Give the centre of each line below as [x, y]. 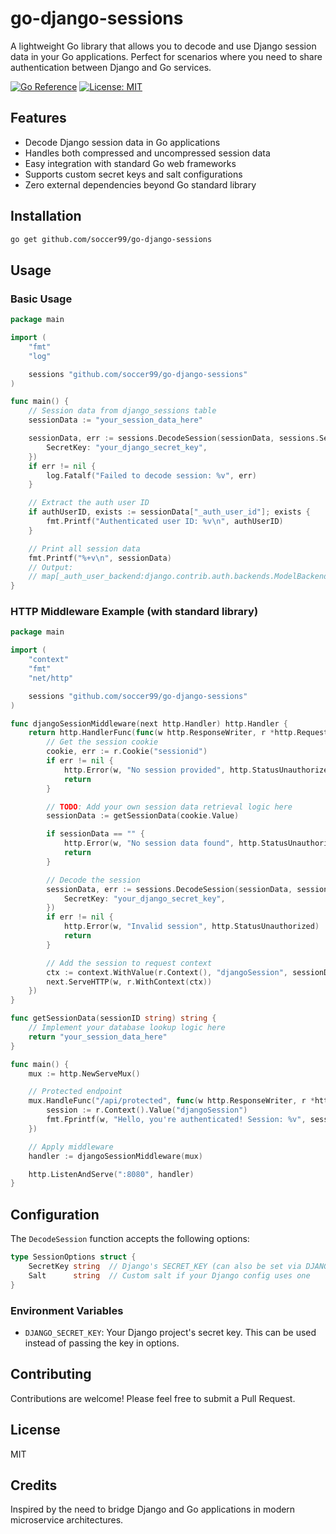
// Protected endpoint [75, 1092]
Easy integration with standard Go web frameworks [130, 163]
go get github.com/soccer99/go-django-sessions [111, 239]
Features [38, 118]
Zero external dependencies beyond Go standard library [140, 184]
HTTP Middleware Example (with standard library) [134, 612]
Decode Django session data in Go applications [122, 142]
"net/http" [51, 678]
